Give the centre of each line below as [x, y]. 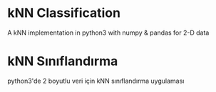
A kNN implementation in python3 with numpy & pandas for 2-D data [108, 33]
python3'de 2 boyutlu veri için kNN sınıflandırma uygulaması [96, 81]
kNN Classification [64, 13]
